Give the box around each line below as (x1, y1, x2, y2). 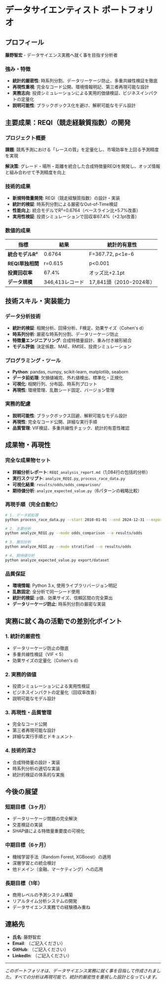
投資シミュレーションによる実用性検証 (12, 683, 90, 689)
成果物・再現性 (5, 441, 51, 450)
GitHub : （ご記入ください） (12, 946, 69, 952)
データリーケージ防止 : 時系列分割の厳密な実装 (12, 601, 106, 607)
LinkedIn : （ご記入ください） (12, 952, 72, 958)
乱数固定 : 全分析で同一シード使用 (12, 589, 80, 595)
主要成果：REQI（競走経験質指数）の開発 (5, 118, 131, 126)
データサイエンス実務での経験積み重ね (12, 904, 90, 910)
